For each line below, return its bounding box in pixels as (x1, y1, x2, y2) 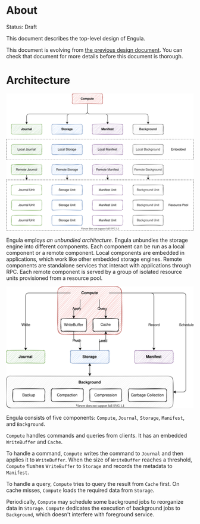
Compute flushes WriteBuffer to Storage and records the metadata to (6, 463, 173, 470)
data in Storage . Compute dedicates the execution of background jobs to (6, 504, 180, 512)
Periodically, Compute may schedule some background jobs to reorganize (6, 498, 184, 506)
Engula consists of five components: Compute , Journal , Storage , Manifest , (6, 414, 185, 422)
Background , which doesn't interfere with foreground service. (6, 511, 155, 518)
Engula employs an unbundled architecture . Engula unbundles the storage (6, 236, 189, 244)
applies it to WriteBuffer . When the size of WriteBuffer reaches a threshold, (6, 456, 192, 463)
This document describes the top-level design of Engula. (6, 35, 146, 42)
